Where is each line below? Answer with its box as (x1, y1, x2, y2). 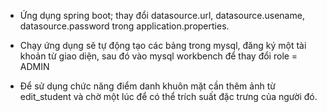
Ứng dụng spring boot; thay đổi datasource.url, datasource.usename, (19, 10, 305, 21)
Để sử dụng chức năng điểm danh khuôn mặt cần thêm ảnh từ (19, 80, 276, 92)
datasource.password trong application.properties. (19, 20, 230, 32)
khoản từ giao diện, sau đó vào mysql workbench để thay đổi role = (19, 50, 298, 62)
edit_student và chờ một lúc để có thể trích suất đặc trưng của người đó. (19, 91, 318, 102)
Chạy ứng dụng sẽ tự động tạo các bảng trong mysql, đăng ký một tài (19, 40, 307, 51)
